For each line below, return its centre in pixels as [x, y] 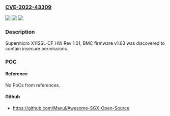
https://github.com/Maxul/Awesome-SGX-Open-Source [71, 108]
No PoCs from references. [33, 85]
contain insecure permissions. [37, 48]
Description [20, 32]
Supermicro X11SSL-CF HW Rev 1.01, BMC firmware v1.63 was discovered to [85, 43]
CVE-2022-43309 [29, 7]
